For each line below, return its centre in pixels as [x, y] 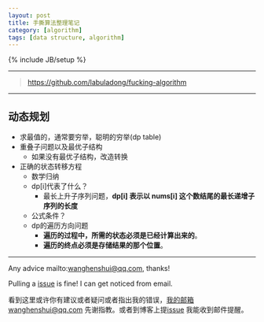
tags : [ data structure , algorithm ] [66, 37]
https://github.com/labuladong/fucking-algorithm [107, 83]
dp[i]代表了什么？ [60, 187]
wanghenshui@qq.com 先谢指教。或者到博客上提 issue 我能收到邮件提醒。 [128, 310]
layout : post [29, 15]
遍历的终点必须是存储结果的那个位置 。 [105, 246]
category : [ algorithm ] [45, 30]
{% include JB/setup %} [47, 60]
